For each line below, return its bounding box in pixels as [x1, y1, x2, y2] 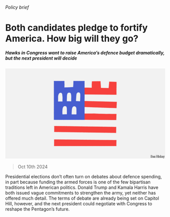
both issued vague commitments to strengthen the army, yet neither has [5, 190, 156, 196]
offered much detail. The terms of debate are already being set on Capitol [5, 195, 159, 201]
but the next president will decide [5, 55, 78, 61]
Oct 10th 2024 [17, 164, 48, 170]
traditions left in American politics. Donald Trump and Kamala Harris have [5, 184, 159, 191]
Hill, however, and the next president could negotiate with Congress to [5, 201, 152, 207]
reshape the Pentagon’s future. [5, 206, 70, 212]
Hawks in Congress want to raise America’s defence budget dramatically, [5, 50, 165, 56]
